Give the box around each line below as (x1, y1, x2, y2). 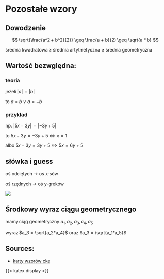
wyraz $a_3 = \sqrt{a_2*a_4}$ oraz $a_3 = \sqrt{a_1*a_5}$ (5, 230, 127, 236)
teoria (5, 77, 20, 84)
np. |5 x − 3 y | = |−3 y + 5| (5, 122, 57, 129)
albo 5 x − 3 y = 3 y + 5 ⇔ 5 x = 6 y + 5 (5, 142, 83, 148)
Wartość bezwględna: (5, 62, 77, 70)
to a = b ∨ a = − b (5, 98, 42, 105)
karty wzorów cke (12, 258, 50, 264)
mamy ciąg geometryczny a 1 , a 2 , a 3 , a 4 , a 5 (5, 218, 93, 226)
